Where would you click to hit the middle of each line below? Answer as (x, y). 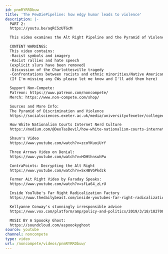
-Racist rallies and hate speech (44, 60)
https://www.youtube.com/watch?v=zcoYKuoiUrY (58, 143)
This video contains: (32, 51)
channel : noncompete (27, 234)
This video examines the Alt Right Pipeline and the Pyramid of (78, 37)
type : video (17, 239)
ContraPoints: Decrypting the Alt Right (52, 165)
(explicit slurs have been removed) (48, 65)
